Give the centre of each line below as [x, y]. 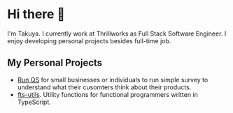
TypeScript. [34, 102]
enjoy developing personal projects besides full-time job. [89, 40]
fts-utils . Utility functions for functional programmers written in [107, 94]
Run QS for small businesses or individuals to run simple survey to [113, 80]
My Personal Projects [55, 63]
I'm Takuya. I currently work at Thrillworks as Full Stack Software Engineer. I [117, 33]
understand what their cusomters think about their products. [104, 87]
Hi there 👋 [36, 14]
